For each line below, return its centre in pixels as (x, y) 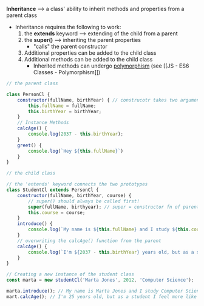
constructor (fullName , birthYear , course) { (74, 195)
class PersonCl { (28, 94)
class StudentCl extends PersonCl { (53, 190)
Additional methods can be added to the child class (88, 59)
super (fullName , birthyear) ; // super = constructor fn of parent (114, 207)
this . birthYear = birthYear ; (65, 111)
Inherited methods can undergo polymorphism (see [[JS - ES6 (111, 66)
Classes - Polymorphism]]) (67, 72)
